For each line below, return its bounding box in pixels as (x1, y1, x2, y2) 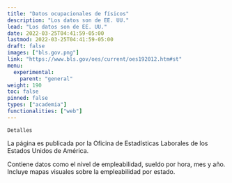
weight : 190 (7, 82, 42, 89)
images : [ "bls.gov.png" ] (7, 50, 79, 57)
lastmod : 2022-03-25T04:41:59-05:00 (7, 36, 114, 43)
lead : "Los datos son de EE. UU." (7, 23, 108, 30)
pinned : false (7, 95, 49, 102)
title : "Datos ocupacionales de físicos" (7, 10, 130, 17)
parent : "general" (20, 75, 73, 82)
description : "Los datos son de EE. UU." (7, 17, 130, 24)
